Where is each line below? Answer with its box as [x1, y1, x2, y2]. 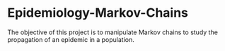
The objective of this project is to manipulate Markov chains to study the [7, 28, 218, 36]
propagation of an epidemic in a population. [7, 35, 134, 43]
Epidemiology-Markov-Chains [7, 5, 189, 21]
